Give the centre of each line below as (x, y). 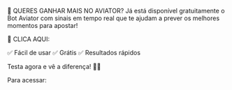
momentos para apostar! (43, 25)
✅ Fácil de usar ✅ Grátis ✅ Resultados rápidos (74, 53)
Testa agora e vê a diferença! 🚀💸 (54, 67)
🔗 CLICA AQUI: (29, 39)
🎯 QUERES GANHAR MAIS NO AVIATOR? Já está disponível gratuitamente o (116, 11)
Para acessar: (27, 80)
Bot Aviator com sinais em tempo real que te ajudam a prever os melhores (114, 18)
